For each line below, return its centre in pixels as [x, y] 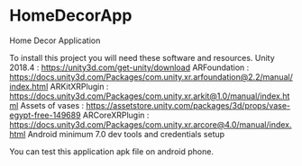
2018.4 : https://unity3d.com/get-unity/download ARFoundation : [129, 67]
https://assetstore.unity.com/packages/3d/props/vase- [188, 105]
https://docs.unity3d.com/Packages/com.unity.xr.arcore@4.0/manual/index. [151, 124]
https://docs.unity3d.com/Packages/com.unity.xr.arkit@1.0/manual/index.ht [150, 96]
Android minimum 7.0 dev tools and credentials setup [126, 134]
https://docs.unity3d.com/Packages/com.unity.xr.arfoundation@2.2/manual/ [151, 76]
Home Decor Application [55, 40]
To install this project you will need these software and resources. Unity [142, 57]
